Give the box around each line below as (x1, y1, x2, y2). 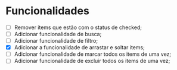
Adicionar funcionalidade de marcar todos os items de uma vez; (14, 50, 172, 58)
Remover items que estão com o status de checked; (14, 24, 142, 31)
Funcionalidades (5, 4, 90, 18)
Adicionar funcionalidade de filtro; (14, 37, 98, 44)
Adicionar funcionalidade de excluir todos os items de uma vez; (14, 58, 170, 65)
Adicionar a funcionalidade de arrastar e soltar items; (14, 44, 145, 51)
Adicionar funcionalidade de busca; (14, 31, 102, 37)
